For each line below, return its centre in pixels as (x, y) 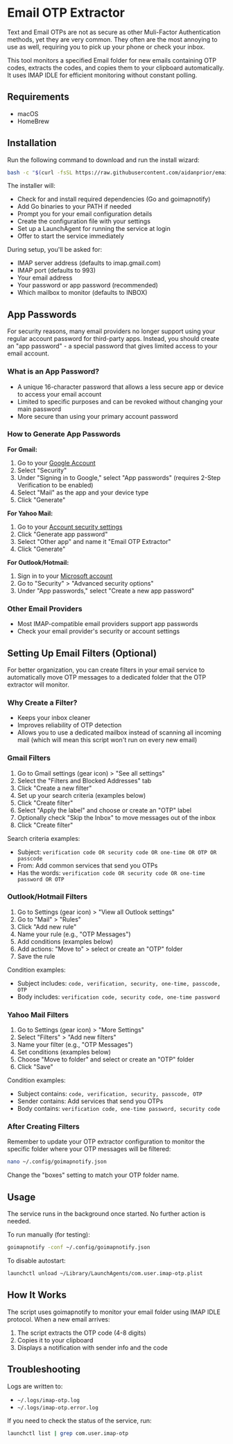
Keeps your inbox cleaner (54, 718)
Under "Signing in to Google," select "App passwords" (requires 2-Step (119, 477)
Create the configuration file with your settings (84, 221)
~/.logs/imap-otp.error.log (58, 1407)
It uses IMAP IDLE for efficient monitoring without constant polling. (102, 75)
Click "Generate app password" (62, 534)
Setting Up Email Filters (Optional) (82, 653)
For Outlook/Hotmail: (38, 562)
